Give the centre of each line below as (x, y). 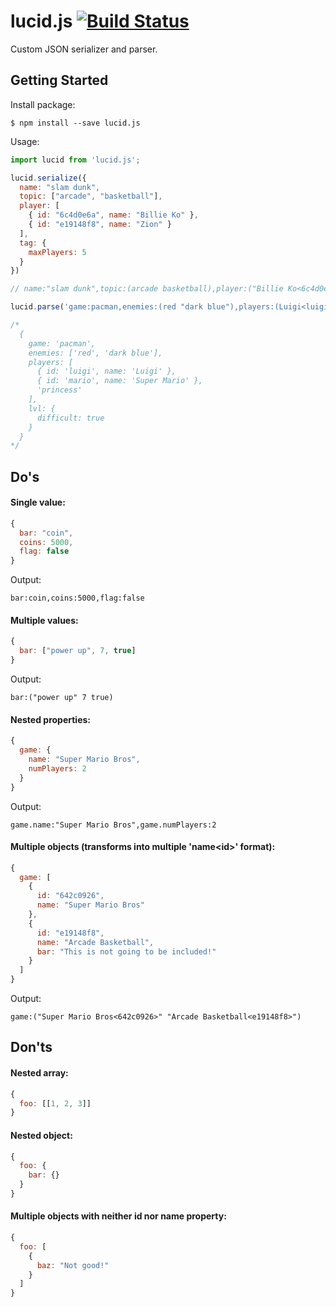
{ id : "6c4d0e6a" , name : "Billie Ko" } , (113, 215)
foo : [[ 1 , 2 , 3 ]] (55, 1103)
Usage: (25, 141)
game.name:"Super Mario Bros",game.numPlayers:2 (113, 825)
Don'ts (31, 1047)
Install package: (43, 104)
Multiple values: (44, 620)
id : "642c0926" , (70, 896)
